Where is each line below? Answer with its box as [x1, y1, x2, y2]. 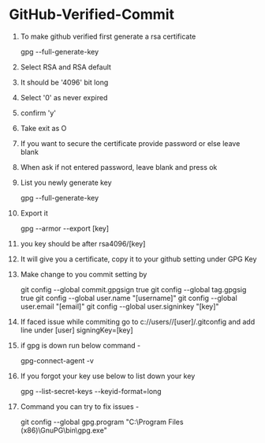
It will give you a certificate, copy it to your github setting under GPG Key [20, 254, 257, 264]
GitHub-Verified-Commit [9, 6, 174, 24]
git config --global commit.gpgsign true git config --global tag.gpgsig [20, 284, 247, 294]
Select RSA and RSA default [20, 62, 111, 72]
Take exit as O [20, 123, 67, 133]
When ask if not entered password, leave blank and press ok [20, 162, 218, 171]
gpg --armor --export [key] [20, 223, 110, 233]
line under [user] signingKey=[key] [20, 325, 133, 335]
